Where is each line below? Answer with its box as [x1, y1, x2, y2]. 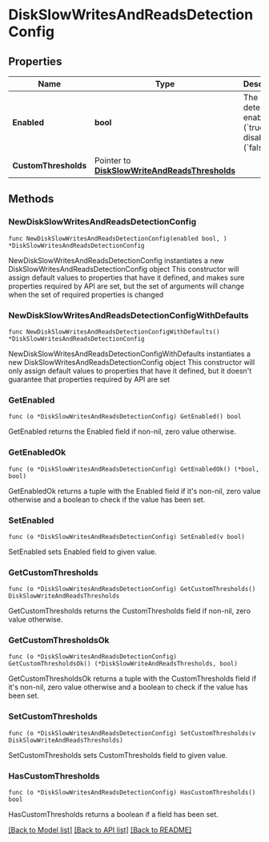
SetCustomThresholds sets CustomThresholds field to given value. [8, 750, 228, 759]
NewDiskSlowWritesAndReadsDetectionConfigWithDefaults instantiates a [8, 349, 251, 358]
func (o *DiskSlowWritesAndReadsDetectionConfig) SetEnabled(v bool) [8, 532, 246, 540]
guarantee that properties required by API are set [8, 374, 171, 384]
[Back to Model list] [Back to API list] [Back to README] [8, 825, 192, 835]
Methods [8, 192, 54, 206]
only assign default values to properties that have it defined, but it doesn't [8, 366, 252, 375]
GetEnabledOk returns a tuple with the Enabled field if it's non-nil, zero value [8, 486, 261, 496]
